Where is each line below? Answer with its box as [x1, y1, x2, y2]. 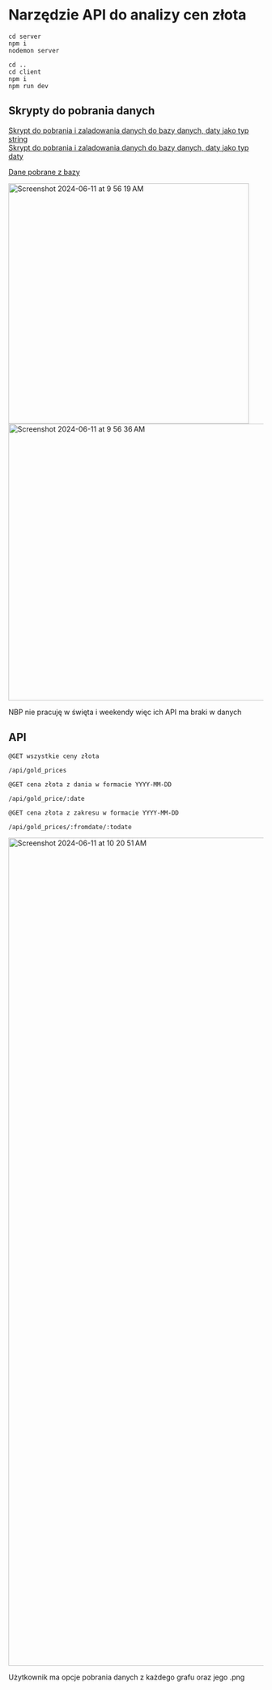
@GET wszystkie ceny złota [8, 751, 100, 760]
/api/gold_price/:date [8, 794, 85, 802]
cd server [8, 32, 42, 40]
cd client [8, 67, 42, 76]
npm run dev [8, 82, 49, 90]
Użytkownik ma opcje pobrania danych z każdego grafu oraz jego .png [8, 1672, 245, 1682]
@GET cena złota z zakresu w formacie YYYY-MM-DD [8, 808, 180, 817]
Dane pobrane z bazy [8, 167, 81, 177]
